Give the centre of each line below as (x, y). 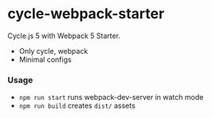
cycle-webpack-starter (86, 14)
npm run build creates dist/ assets (77, 106)
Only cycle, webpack (53, 51)
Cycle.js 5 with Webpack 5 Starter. (64, 36)
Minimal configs (45, 59)
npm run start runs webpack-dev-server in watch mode (111, 97)
